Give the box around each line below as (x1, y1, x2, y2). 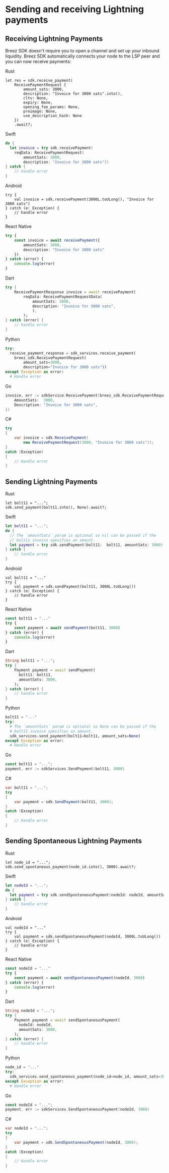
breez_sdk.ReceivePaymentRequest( (14, 355, 87, 360)
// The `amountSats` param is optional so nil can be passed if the (10, 533, 156, 538)
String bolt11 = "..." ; (5, 658, 55, 663)
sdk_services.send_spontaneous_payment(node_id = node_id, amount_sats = (10, 1074, 161, 1079)
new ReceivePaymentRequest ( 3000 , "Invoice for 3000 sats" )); (23, 440, 154, 445)
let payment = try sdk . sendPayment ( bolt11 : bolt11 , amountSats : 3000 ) (10, 542, 163, 547)
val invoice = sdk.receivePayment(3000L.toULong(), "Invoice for (14, 197, 154, 202)
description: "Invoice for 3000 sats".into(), (23, 91, 123, 96)
